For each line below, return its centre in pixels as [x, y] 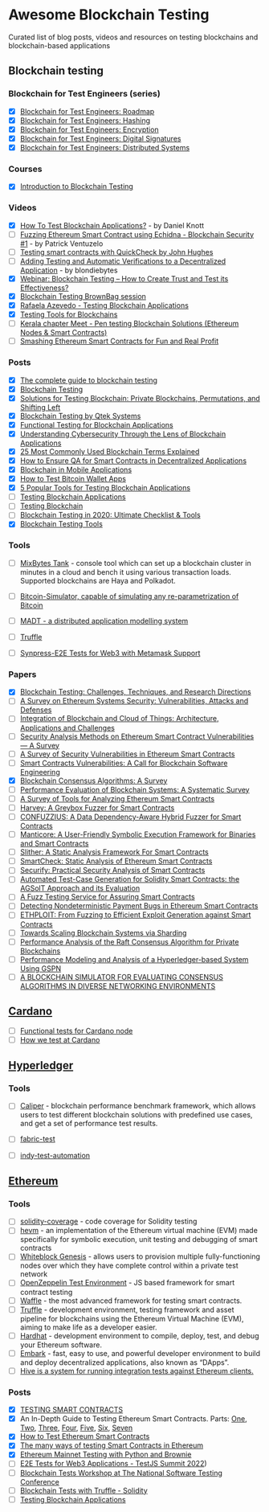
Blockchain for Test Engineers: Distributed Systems [105, 147]
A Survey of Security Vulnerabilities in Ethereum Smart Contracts [127, 754]
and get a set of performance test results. [89, 1124]
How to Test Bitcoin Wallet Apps [73, 479]
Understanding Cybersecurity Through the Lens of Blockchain [123, 434]
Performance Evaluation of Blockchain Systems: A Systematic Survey [135, 789]
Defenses [36, 710]
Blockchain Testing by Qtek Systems [80, 416]
